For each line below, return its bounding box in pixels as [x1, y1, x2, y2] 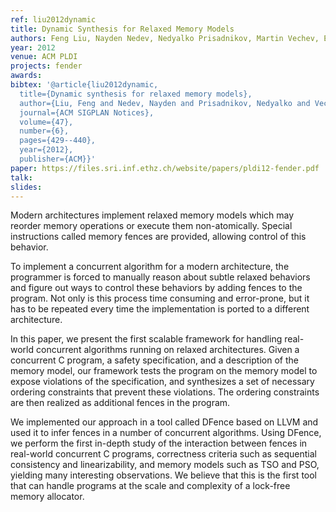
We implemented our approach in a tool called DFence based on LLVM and [10, 416, 319, 428]
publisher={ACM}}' [19, 154, 97, 164]
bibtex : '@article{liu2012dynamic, [10, 80, 159, 90]
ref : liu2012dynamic [10, 14, 97, 25]
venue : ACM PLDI [10, 52, 78, 62]
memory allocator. [10, 491, 85, 503]
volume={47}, [19, 117, 74, 127]
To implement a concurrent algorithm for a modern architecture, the [10, 261, 290, 273]
